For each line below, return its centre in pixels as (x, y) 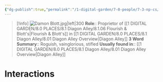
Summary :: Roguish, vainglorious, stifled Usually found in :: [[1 (79, 44)
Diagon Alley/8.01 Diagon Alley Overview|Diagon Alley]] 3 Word (80, 39)
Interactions (29, 74)
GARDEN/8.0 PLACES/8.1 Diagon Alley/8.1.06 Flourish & (72, 28)
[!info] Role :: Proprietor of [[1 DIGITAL (81, 23)
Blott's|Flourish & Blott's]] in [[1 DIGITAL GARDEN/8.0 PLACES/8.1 (81, 33)
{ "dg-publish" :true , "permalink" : (38, 9)
